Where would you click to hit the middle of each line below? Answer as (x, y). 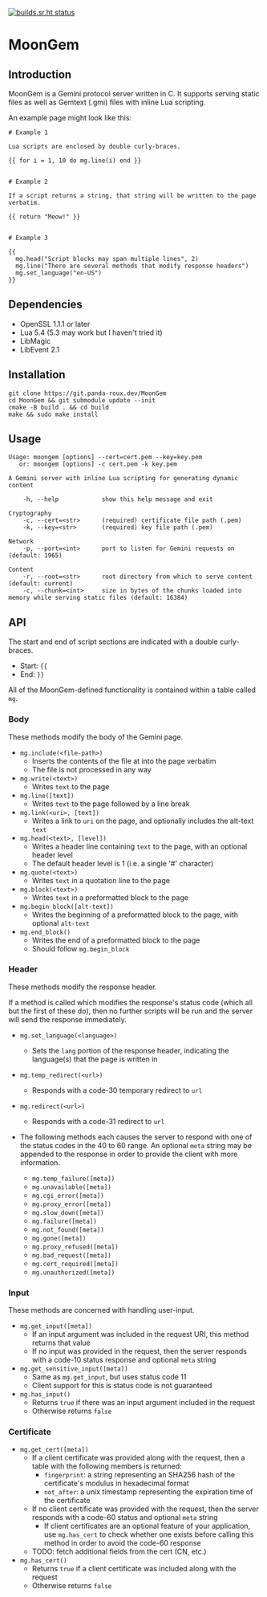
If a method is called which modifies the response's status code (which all (130, 1002)
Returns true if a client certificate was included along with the (134, 1569)
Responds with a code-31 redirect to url (98, 1121)
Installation (37, 375)
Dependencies (45, 305)
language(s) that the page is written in (95, 1059)
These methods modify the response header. (83, 987)
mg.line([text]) (47, 796)
